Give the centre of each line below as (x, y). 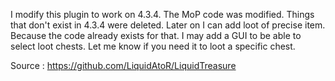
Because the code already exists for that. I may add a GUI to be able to (156, 35)
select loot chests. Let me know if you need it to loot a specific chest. (153, 46)
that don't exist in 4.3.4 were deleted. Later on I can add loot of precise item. (168, 25)
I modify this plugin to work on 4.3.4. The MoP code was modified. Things (162, 14)
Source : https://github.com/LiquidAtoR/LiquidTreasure (123, 65)
